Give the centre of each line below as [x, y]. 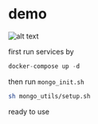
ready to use [29, 111]
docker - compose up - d [44, 66]
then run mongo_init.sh [47, 82]
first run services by [41, 51]
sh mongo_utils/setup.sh [49, 96]
